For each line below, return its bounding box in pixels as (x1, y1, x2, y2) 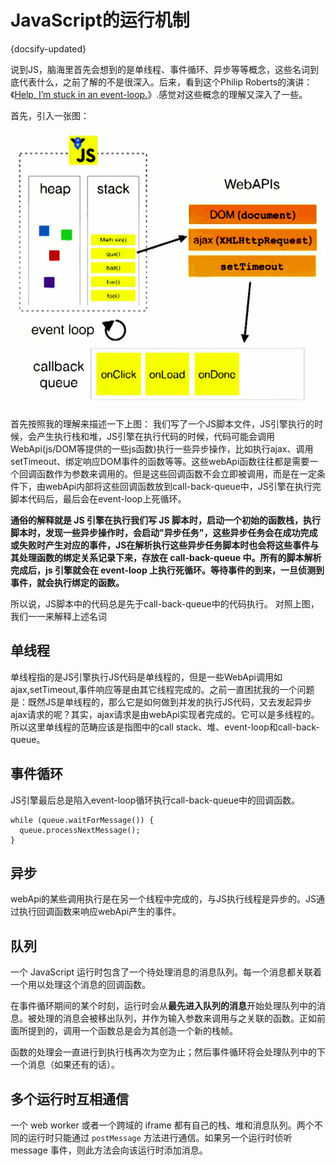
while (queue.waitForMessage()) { (10, 815, 155, 825)
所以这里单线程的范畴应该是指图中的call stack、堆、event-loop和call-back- (10, 721, 320, 733)
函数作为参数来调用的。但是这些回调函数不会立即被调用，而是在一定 (36, 467, 317, 480)
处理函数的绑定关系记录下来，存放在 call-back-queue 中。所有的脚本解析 (18, 551, 322, 563)
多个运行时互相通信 (10, 1091, 129, 1108)
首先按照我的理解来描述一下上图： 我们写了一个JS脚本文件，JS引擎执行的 (10, 417, 315, 430)
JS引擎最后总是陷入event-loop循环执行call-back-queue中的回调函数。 (10, 794, 301, 806)
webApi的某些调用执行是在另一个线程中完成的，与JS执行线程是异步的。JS (10, 893, 317, 905)
